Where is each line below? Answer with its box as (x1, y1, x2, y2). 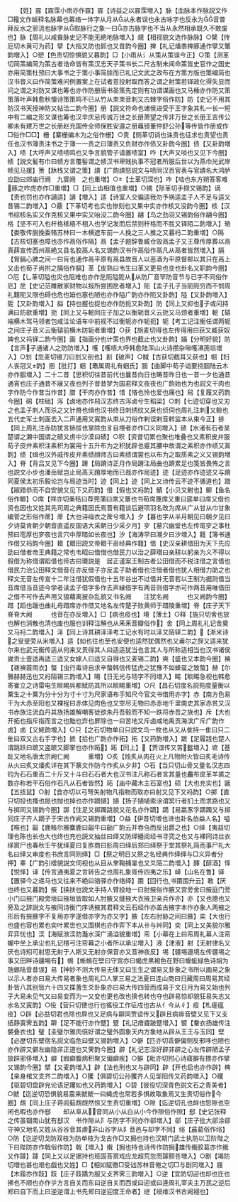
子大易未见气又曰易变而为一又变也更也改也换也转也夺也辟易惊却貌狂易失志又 (7, 992, 231, 1000)
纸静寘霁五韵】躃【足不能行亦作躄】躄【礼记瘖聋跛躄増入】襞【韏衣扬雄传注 (7, 1019, 231, 1027)
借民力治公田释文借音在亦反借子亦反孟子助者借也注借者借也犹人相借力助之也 (7, 565, 231, 574)
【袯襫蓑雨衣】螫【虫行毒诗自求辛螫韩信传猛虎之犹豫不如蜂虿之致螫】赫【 (7, 664, 225, 671)
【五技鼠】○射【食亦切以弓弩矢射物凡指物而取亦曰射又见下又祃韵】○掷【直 (7, 788, 230, 796)
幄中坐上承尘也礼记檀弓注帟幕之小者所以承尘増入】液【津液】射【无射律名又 (7, 938, 231, 947)
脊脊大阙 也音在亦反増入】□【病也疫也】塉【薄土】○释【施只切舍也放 (7, 610, 230, 618)
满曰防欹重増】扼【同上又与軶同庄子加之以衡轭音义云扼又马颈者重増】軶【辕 (7, 308, 231, 316)
